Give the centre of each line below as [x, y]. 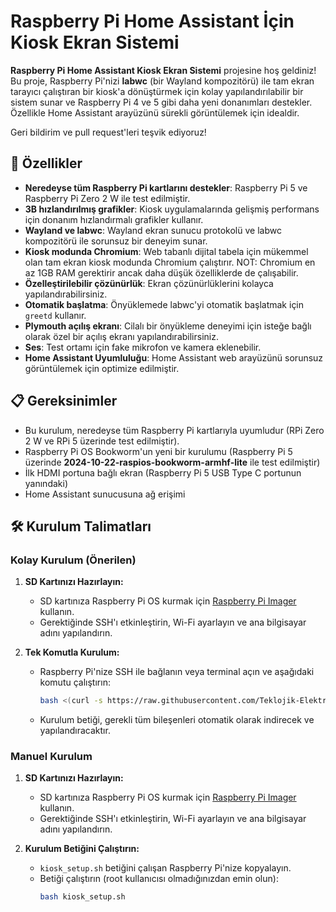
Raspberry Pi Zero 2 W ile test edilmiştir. [107, 198]
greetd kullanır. [55, 315]
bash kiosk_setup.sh [82, 897]
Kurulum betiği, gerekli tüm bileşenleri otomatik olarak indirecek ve [177, 720]
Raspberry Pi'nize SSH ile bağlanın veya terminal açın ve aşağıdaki [177, 672]
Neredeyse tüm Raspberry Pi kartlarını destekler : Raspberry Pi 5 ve [166, 187]
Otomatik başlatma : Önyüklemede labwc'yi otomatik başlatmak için [164, 304]
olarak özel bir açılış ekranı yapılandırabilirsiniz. [121, 336]
